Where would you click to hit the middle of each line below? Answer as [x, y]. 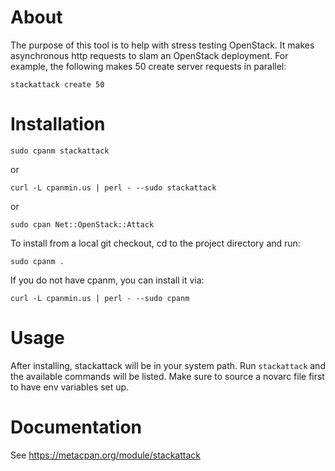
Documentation [76, 427]
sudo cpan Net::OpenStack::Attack [82, 224]
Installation [58, 124]
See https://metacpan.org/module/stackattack [105, 455]
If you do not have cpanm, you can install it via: [107, 280]
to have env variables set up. [70, 387]
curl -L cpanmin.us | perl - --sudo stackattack [113, 187]
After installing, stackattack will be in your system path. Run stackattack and [168, 365]
